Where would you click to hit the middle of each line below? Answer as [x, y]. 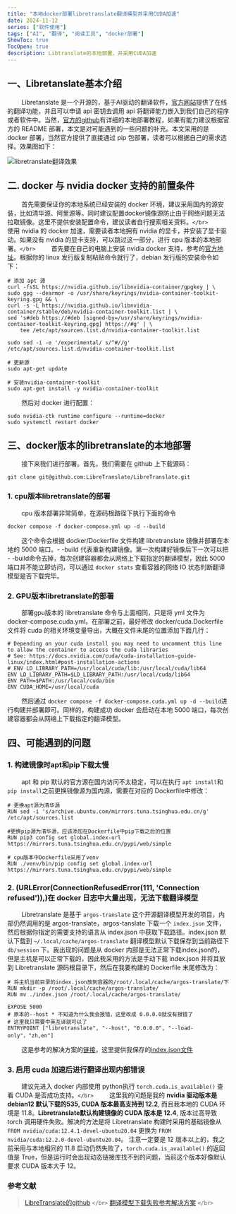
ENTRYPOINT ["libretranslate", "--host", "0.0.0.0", [86, 1028]
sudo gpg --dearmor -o [41, 293]
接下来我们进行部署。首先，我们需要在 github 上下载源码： [106, 464]
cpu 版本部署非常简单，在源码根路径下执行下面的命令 [98, 513]
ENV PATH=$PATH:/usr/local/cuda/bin [61, 681]
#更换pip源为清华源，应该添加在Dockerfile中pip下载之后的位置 [89, 831]
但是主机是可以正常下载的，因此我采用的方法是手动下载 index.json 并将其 [113, 958]
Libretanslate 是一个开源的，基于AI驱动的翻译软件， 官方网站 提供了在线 [124, 102]
